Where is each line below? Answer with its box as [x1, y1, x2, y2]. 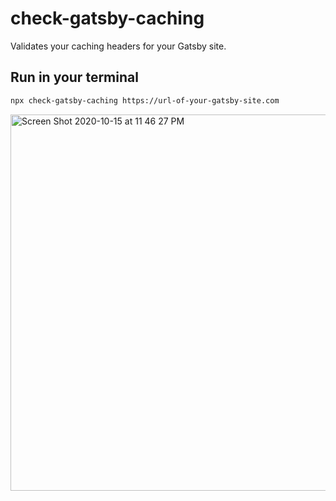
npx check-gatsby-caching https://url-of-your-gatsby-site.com [10, 95, 280, 106]
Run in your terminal [10, 69, 139, 86]
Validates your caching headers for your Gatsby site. [10, 40, 227, 52]
